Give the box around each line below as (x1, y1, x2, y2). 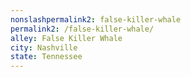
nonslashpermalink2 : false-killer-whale (10, 14, 182, 25)
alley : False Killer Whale (10, 33, 123, 43)
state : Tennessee (10, 52, 83, 62)
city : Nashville (10, 42, 78, 53)
